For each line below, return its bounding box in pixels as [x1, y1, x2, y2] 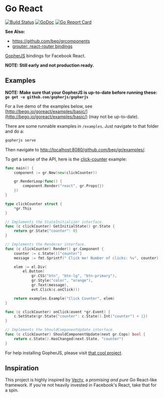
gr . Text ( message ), [31, 282, 69, 287]
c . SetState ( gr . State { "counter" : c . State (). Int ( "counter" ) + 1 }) [14, 314, 148, 319]
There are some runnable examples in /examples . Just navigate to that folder [5, 123, 159, 129]
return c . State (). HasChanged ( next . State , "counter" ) [14, 336, 124, 341]
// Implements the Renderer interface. [5, 242, 87, 247]
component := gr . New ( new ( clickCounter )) [14, 170, 97, 175]
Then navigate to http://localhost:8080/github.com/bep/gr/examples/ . [5, 146, 146, 152]
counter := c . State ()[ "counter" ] [14, 251, 82, 256]
